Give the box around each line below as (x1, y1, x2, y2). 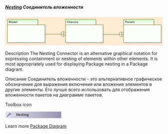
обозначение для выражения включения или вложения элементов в (5, 81, 152, 87)
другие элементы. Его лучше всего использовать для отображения (5, 86, 150, 92)
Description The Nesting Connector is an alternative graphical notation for (5, 50, 157, 56)
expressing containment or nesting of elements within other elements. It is (5, 55, 158, 61)
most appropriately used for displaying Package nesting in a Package (5, 60, 148, 67)
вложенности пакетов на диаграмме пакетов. (5, 91, 103, 97)
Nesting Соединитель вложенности (5, 4, 83, 10)
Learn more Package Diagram (5, 123, 66, 129)
